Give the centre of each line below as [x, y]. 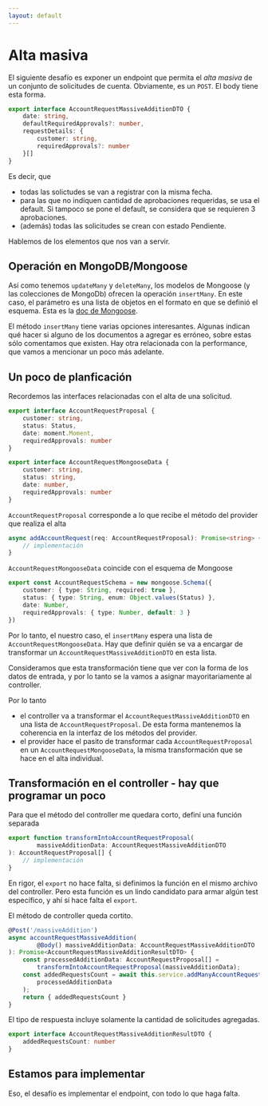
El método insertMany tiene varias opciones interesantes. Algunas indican [129, 326]
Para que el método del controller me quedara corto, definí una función [125, 815]
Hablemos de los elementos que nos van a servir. [89, 241]
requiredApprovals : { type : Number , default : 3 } [107, 612]
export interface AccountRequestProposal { [82, 411]
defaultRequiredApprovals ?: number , [84, 124]
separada [24, 823]
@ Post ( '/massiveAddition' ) [53, 930]
